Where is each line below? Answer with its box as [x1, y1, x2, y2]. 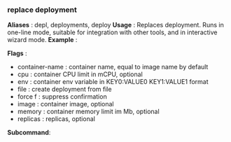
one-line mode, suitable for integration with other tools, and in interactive [7, 28, 218, 36]
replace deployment [7, 5, 77, 15]
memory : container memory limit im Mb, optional [17, 107, 160, 116]
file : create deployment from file [17, 85, 112, 94]
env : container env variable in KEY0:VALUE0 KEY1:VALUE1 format [17, 78, 209, 86]
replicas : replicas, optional [17, 115, 96, 123]
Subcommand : [7, 128, 51, 137]
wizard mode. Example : [7, 36, 78, 44]
